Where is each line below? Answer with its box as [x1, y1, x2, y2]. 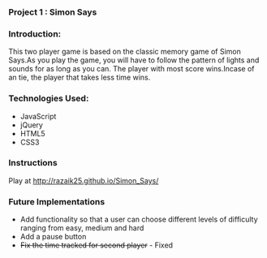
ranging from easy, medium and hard [19, 223, 144, 233]
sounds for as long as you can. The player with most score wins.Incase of [8, 64, 255, 74]
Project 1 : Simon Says [8, 6, 97, 18]
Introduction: [8, 28, 62, 39]
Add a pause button [19, 232, 87, 242]
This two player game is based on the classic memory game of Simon [8, 47, 242, 57]
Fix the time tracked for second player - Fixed [19, 240, 173, 250]
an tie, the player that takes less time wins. [8, 72, 151, 83]
